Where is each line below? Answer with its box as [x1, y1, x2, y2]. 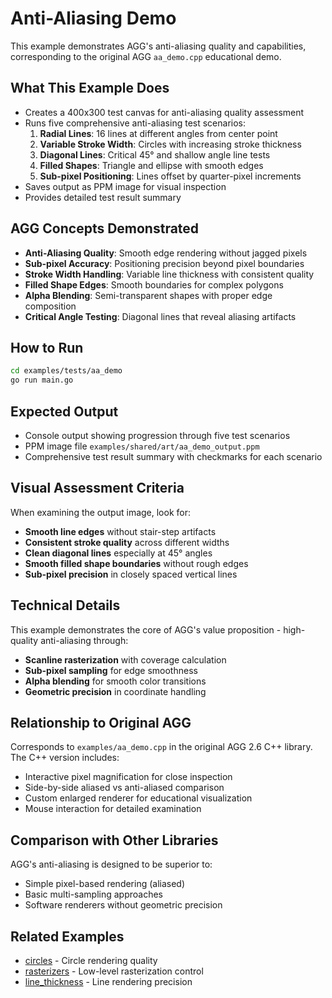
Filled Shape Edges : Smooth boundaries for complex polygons [24, 278, 284, 291]
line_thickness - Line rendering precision [24, 976, 193, 987]
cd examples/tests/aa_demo [10, 366, 123, 376]
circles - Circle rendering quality [24, 955, 158, 966]
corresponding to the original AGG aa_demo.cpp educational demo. [10, 50, 282, 62]
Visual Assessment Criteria [10, 480, 185, 497]
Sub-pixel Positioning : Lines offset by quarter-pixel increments [39, 170, 302, 182]
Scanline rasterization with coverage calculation [24, 653, 227, 666]
